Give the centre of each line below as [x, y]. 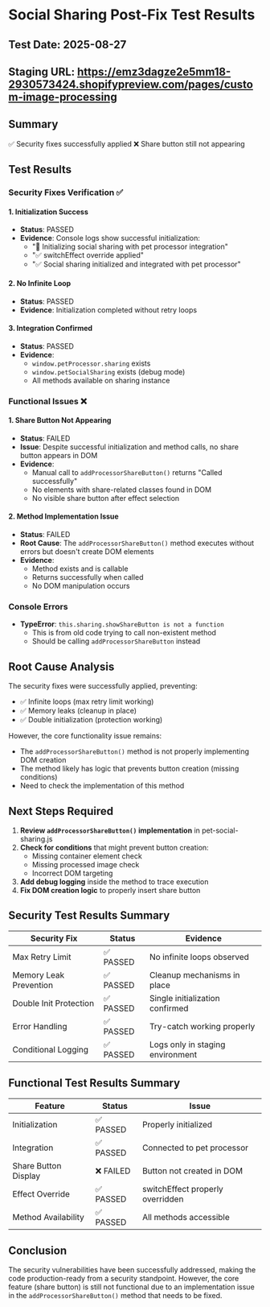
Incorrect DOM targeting [72, 873]
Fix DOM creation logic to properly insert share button [110, 890]
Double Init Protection [53, 1003]
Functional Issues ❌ [47, 401]
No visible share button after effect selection [106, 498]
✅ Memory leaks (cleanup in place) [78, 711]
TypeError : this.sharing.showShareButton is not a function [122, 624]
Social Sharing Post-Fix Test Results [132, 15]
